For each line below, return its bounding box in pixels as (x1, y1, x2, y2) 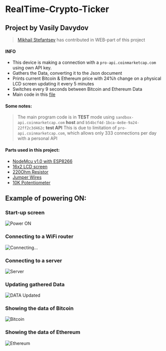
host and (65, 120, 85, 126)
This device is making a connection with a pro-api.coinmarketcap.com (12, 59, 156, 66)
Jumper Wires (12, 174, 42, 180)
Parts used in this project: (5, 147, 60, 153)
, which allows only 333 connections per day (64, 130, 156, 136)
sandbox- (115, 115, 134, 120)
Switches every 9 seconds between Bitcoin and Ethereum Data (12, 86, 142, 92)
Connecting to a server (5, 257, 62, 264)
